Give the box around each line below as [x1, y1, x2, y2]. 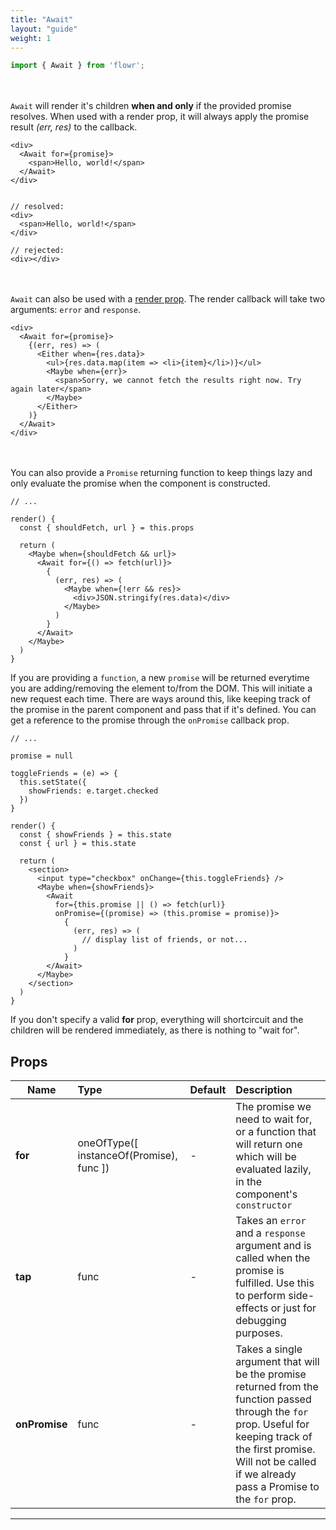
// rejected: [10, 246, 65, 256]
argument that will [235, 1355, 320, 1369]
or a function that [235, 1125, 317, 1139]
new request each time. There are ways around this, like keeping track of [10, 693, 311, 705]
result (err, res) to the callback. [10, 121, 138, 133]
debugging [235, 1314, 287, 1328]
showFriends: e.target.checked [28, 786, 159, 796]
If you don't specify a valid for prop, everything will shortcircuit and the [10, 1014, 304, 1026]
